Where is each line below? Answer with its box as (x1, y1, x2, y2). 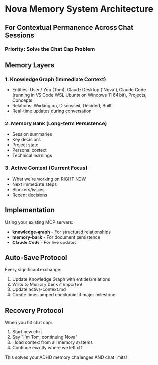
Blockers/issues (12, 186, 45, 192)
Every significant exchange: (5, 267, 62, 273)
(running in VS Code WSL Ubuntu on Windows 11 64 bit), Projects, (12, 92, 147, 98)
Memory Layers (5, 61, 55, 69)
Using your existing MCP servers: (5, 219, 73, 225)
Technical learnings (12, 152, 53, 159)
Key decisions (12, 137, 41, 143)
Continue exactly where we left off (12, 345, 82, 351)
